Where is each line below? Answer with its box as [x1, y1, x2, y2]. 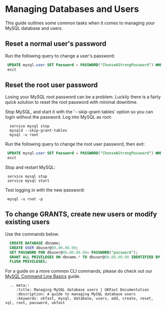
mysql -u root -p [7, 197, 43, 202]
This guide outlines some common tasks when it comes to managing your [5, 20, 155, 26]
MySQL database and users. [5, 25, 63, 31]
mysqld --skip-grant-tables [9, 128, 68, 133]
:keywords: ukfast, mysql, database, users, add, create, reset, [16, 296, 154, 301]
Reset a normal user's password [5, 40, 107, 48]
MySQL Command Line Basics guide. [5, 273, 81, 279]
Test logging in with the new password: [5, 187, 85, 193]
